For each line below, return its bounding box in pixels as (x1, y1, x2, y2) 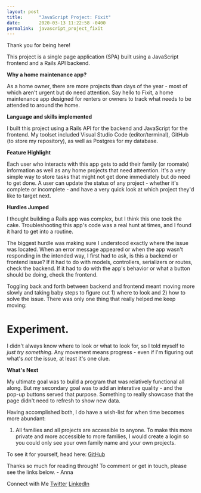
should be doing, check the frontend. (7, 271, 98, 278)
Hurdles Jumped (7, 204, 50, 211)
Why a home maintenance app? (7, 71, 87, 78)
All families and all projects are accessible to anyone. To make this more (15, 427, 193, 434)
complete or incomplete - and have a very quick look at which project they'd (7, 186, 194, 193)
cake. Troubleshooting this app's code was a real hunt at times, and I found (7, 222, 191, 229)
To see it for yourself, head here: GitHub (7, 451, 106, 458)
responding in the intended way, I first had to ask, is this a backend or (7, 252, 178, 259)
